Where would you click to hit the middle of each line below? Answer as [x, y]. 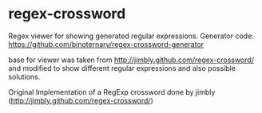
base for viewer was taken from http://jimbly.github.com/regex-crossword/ [131, 60]
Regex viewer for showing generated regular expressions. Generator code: [131, 36]
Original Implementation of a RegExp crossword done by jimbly [112, 92]
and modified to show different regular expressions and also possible [122, 68]
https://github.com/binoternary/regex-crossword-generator [106, 44]
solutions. [24, 76]
